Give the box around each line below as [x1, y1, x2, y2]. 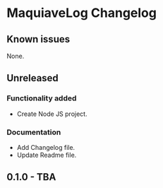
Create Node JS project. [16, 110, 87, 118]
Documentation [6, 127, 61, 137]
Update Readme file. [16, 151, 77, 159]
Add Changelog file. [16, 143, 76, 151]
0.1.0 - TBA [6, 171, 56, 183]
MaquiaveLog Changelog [6, 5, 157, 21]
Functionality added [6, 93, 77, 103]
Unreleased [6, 72, 59, 84]
